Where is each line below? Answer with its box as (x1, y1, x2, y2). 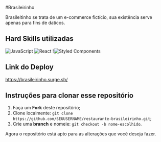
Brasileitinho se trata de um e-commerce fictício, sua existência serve (5, 14, 152, 20)
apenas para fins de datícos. (5, 20, 65, 26)
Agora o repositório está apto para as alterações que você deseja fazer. (5, 131, 156, 137)
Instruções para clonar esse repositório (5, 91, 134, 100)
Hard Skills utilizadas (5, 34, 74, 43)
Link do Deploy (5, 63, 54, 72)
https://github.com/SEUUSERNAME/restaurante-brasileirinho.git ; (12, 115, 152, 122)
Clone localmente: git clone (12, 110, 73, 116)
